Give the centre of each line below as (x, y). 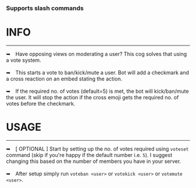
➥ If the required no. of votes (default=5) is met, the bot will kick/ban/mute (97, 91)
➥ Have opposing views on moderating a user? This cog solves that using (97, 54)
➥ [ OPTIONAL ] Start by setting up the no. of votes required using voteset (97, 149)
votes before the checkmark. (41, 103)
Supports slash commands (45, 8)
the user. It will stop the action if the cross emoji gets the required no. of (92, 97)
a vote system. (24, 60)
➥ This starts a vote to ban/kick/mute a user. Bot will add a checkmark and (98, 72)
